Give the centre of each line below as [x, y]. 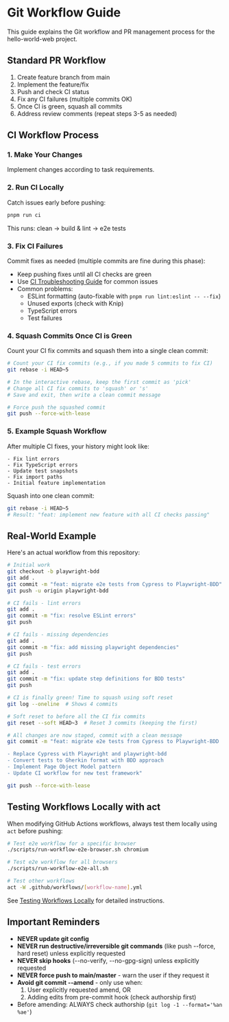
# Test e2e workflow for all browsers [62, 862]
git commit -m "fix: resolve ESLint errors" [72, 616]
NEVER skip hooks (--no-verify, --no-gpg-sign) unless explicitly [108, 960]
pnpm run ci [24, 215]
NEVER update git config [53, 938]
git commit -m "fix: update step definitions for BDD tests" [96, 679]
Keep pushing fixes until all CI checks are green [84, 274]
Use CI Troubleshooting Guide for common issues [87, 281]
